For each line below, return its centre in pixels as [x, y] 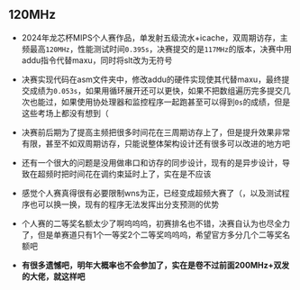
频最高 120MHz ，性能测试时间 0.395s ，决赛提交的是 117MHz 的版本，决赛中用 [156, 49]
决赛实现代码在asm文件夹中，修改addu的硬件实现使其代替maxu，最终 [151, 79]
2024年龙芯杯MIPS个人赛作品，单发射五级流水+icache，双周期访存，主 [155, 37]
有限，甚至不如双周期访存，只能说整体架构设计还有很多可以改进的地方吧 [155, 143]
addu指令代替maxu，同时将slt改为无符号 [97, 60]
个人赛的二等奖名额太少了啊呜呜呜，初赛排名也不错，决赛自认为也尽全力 [155, 223]
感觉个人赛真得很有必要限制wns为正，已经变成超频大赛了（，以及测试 [151, 193]
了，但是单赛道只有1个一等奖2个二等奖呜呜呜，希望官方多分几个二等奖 [152, 234]
